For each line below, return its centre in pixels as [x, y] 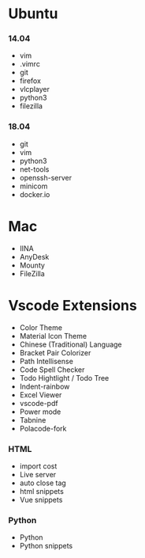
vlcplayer [34, 89]
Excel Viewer [41, 395]
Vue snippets [41, 499]
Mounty [32, 265]
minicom [33, 186]
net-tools [34, 169]
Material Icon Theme [53, 336]
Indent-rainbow [45, 386]
